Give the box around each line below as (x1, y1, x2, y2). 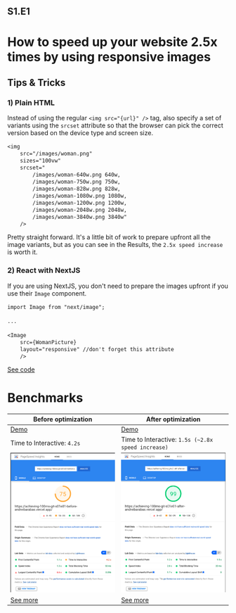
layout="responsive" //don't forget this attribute (20, 346, 174, 353)
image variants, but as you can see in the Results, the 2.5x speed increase (7, 241, 223, 249)
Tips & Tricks (7, 77, 66, 89)
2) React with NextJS (7, 265, 81, 275)
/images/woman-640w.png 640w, (32, 172, 121, 179)
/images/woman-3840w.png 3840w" (32, 214, 128, 221)
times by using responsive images (7, 49, 211, 65)
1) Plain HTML (7, 98, 55, 108)
